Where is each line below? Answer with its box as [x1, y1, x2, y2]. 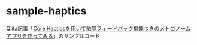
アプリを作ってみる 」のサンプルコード [6, 32, 101, 40]
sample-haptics [6, 4, 87, 18]
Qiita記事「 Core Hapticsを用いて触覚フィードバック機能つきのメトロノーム [6, 25, 191, 32]
